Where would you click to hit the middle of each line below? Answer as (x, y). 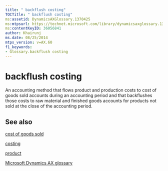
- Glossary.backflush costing (37, 51)
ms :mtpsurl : (17, 24)
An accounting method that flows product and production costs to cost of (81, 90)
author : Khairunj (23, 33)
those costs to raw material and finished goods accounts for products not (81, 101)
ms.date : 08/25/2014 (27, 38)
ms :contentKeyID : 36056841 (33, 28)
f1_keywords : (19, 47)
